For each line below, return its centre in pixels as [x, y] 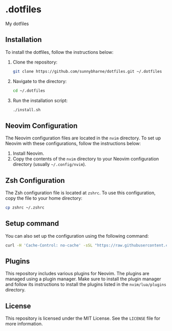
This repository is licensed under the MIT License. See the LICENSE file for [83, 318]
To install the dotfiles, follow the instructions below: [59, 52]
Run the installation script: [40, 100]
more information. [24, 324]
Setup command [32, 224]
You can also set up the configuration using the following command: [77, 236]
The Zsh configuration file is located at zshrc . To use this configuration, [80, 193]
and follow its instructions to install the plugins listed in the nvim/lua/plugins [86, 284]
